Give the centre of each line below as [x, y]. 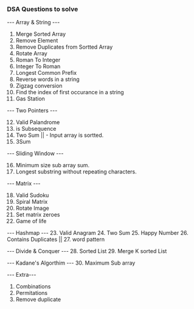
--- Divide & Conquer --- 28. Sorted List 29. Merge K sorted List [87, 251]
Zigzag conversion [39, 86]
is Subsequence [36, 129]
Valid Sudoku [32, 195]
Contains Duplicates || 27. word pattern [56, 240]
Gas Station [30, 99]
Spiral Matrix [32, 202]
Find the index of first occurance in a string [70, 92]
